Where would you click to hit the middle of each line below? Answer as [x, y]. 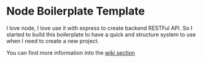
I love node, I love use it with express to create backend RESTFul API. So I [99, 28]
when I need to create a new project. [53, 41]
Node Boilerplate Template [76, 11]
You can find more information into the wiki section [71, 52]
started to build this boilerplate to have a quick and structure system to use [101, 34]
